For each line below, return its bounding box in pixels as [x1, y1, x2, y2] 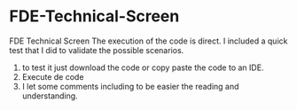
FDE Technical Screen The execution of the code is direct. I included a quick [9, 35, 288, 46]
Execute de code [21, 71, 84, 82]
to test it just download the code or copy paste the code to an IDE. [21, 62, 264, 73]
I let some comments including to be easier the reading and [21, 81, 239, 91]
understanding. [21, 90, 78, 101]
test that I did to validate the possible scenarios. [9, 44, 184, 55]
